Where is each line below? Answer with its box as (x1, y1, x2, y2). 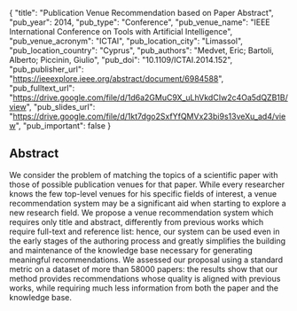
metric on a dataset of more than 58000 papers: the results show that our (9, 263, 278, 274)
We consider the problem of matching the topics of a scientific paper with (9, 169, 278, 180)
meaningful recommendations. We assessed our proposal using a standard (9, 254, 284, 265)
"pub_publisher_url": (9, 64, 84, 74)
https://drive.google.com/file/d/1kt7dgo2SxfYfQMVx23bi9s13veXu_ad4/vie (12, 111, 286, 121)
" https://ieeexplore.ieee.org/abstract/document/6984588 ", (9, 74, 224, 83)
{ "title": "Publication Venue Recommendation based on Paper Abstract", (9, 8, 274, 18)
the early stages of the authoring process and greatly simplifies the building (9, 235, 286, 246)
